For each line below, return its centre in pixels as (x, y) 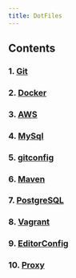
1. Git (18, 71)
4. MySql (26, 136)
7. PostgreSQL (36, 200)
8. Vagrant (29, 222)
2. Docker (28, 92)
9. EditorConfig (38, 243)
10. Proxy (27, 265)
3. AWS (23, 114)
